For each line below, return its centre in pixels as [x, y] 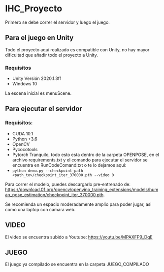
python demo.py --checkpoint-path [48, 171]
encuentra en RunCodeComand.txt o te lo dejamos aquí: [69, 165]
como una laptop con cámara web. [40, 209]
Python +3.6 [25, 139]
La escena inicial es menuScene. [38, 93]
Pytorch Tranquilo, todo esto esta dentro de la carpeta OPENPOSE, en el [85, 155]
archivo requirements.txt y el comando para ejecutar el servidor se [80, 160]
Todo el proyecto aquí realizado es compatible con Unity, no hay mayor [77, 49]
